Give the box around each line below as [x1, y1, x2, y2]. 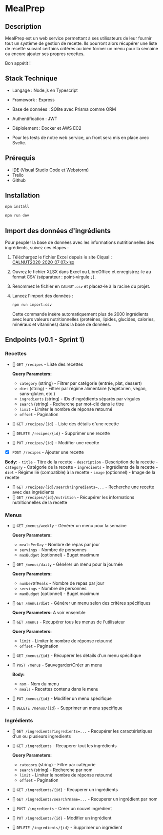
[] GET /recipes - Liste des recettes [12, 361, 83, 367]
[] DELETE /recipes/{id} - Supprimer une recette [12, 430, 110, 436]
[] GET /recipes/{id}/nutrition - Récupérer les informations [12, 494, 135, 500]
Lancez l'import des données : [12, 293, 73, 298]
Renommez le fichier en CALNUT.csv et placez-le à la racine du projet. [12, 283, 150, 289]
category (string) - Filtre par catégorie [19, 762, 96, 768]
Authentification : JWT [12, 116, 58, 121]
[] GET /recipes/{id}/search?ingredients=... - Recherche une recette [12, 484, 155, 490]
